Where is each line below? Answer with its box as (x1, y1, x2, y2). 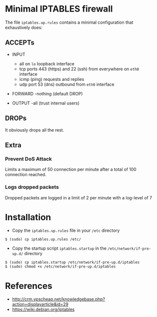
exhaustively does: (5, 24, 43, 30)
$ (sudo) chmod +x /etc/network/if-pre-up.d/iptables (5, 264, 116, 269)
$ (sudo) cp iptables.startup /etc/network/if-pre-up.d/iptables (5, 260, 140, 265)
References (5, 280, 52, 291)
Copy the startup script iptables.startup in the (12, 245, 107, 251)
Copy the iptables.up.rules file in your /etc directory (12, 227, 120, 233)
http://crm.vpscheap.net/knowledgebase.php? (12, 296, 105, 302)
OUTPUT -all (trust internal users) (12, 100, 80, 106)
